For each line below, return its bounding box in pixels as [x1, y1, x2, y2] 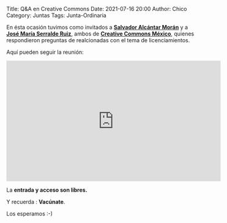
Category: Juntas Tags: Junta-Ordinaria [6, 12, 107, 19]
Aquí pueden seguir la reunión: [6, 48, 84, 56]
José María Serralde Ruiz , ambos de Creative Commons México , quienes [6, 30, 195, 37]
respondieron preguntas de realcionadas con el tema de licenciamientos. [6, 37, 190, 43]
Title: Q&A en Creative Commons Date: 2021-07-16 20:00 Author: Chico [6, 6, 187, 12]
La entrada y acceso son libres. [6, 186, 87, 194]
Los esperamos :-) [6, 210, 53, 217]
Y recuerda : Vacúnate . [6, 198, 65, 205]
